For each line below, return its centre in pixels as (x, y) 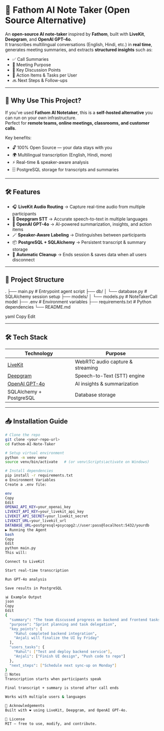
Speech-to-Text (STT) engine (110, 376)
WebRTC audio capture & (104, 362)
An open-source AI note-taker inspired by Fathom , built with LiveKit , (75, 34)
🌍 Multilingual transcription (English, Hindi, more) (62, 155)
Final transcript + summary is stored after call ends (62, 688)
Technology (39, 354)
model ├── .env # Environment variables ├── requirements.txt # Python (78, 302)
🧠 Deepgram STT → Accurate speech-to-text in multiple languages (80, 219)
